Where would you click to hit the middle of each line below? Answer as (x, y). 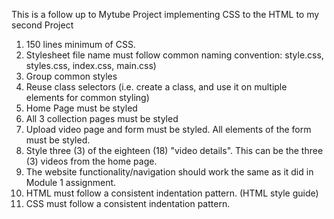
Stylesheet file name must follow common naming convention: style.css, (174, 55)
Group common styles (71, 76)
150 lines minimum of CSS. (80, 44)
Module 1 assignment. (71, 182)
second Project (42, 25)
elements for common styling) (87, 97)
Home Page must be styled (81, 108)
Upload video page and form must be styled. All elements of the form (168, 129)
